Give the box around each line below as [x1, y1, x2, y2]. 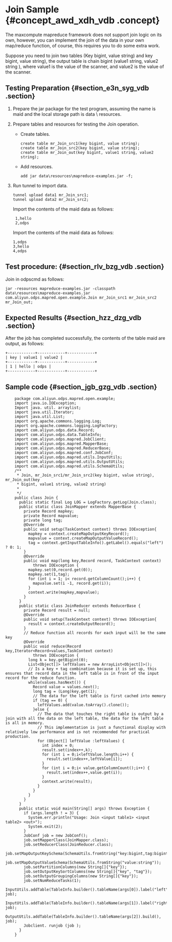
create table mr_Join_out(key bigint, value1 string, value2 [20, 150, 154, 155]
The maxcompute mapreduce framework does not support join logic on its [5, 31, 162, 38]
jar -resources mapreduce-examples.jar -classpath [5, 286, 116, 291]
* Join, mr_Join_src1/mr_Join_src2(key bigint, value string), [16, 473, 155, 478]
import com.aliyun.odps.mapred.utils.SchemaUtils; [14, 464, 125, 469]
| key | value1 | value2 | [5, 355, 63, 360]
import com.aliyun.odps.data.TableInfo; [14, 432, 102, 438]
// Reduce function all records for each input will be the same [24, 631, 166, 636]
